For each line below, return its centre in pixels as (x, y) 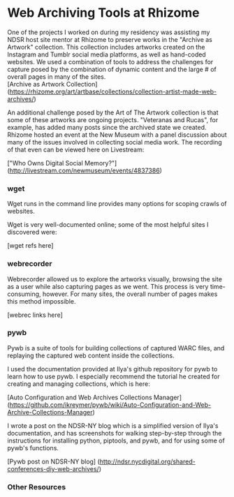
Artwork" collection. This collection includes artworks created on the (106, 47)
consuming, (24, 294)
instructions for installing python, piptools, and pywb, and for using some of (116, 440)
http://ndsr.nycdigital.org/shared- (147, 461)
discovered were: (32, 232)
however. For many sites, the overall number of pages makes (130, 294)
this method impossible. (42, 301)
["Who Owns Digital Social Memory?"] (62, 163)
